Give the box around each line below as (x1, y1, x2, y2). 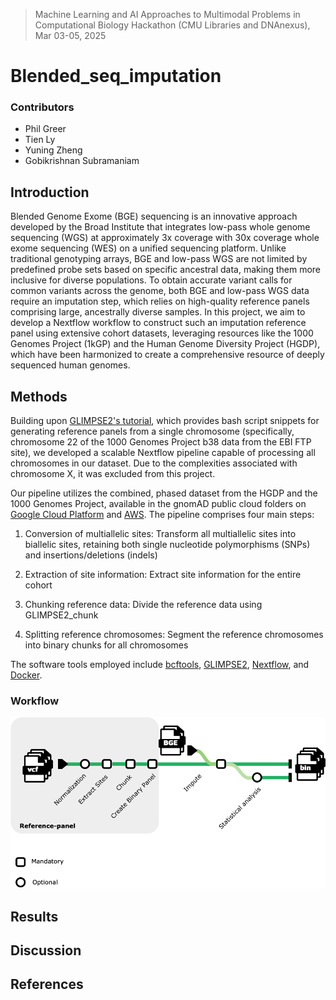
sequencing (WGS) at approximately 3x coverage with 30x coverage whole (10, 232, 320, 244)
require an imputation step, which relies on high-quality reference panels (10, 295, 310, 308)
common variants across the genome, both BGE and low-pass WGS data (10, 285, 310, 297)
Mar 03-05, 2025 (34, 30, 107, 41)
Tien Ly (24, 134, 56, 146)
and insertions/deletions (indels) (24, 549, 158, 561)
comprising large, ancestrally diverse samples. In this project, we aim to (10, 306, 306, 318)
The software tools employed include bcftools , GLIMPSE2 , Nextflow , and (10, 659, 310, 671)
